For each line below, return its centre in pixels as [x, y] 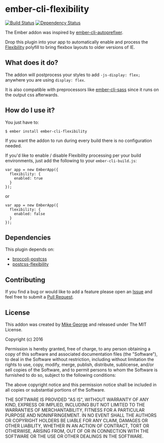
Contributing [25, 280]
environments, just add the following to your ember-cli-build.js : [71, 160]
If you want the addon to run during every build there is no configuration [79, 140]
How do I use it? [30, 111]
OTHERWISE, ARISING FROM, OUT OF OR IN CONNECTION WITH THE [77, 431]
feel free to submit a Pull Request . [40, 297]
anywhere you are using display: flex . [45, 80]
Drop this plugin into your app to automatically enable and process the [77, 42]
